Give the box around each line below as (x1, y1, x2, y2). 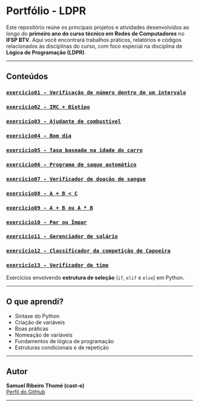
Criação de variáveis (14, 318, 65, 326)
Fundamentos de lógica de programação (14, 337, 114, 344)
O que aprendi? (6, 297, 64, 307)
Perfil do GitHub (6, 389, 46, 396)
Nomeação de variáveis (14, 331, 73, 338)
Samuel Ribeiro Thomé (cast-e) (6, 382, 85, 389)
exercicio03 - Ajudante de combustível (6, 118, 121, 125)
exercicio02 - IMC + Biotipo (6, 104, 91, 111)
